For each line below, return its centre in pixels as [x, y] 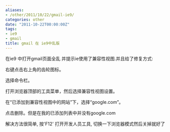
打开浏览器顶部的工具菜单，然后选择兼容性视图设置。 [61, 91]
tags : [11, 29]
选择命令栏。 [19, 80]
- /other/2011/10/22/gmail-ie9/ [40, 15]
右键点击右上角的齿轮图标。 [35, 69]
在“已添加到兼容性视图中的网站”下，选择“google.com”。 [65, 102]
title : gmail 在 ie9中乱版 [33, 43]
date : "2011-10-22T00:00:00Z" [38, 24]
